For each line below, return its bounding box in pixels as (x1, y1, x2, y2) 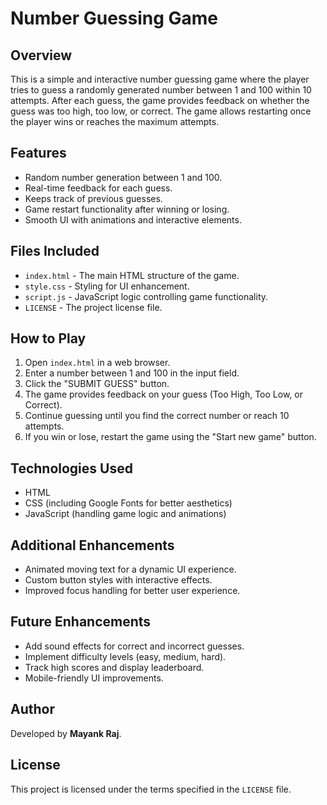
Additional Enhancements (10, 537, 175, 554)
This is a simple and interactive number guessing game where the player (10, 73, 310, 85)
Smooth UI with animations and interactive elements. (24, 213, 242, 226)
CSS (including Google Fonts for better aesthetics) (24, 497, 233, 509)
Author (10, 701, 55, 718)
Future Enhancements (10, 613, 152, 631)
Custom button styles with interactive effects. (24, 574, 213, 586)
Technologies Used (10, 460, 133, 477)
